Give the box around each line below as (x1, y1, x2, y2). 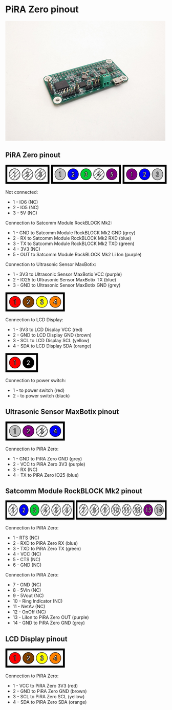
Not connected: (5, 189, 38, 195)
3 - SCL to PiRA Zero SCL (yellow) (12, 694, 85, 700)
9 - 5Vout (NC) (12, 592, 45, 599)
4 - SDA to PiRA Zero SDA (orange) (12, 699, 87, 705)
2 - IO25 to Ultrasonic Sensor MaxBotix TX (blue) (12, 276, 117, 282)
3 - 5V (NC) (12, 210, 37, 216)
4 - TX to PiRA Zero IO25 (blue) (12, 472, 79, 478)
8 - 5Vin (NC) (12, 587, 41, 593)
